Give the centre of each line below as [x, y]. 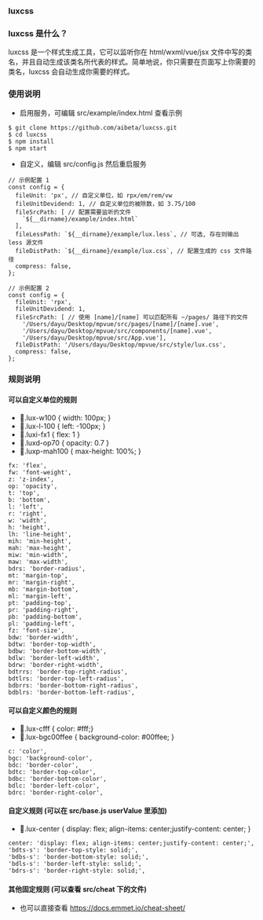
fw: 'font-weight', [40, 472]
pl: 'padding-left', [42, 623]
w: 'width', [27, 520]
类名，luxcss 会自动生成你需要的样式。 [71, 71]
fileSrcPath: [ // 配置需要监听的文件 [73, 212]
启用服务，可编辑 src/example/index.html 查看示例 [101, 112]
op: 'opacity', [33, 486]
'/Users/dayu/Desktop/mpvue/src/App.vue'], [95, 338]
